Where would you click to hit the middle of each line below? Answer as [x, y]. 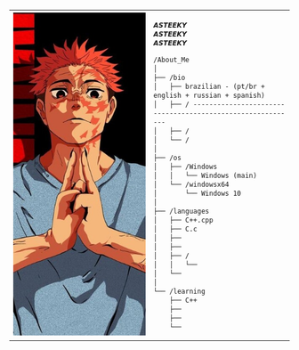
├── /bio [170, 77]
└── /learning [180, 291]
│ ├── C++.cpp [183, 220]
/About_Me [171, 60]
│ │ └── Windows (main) [206, 175]
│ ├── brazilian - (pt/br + [209, 86]
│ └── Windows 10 [198, 193]
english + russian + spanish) [209, 95]
